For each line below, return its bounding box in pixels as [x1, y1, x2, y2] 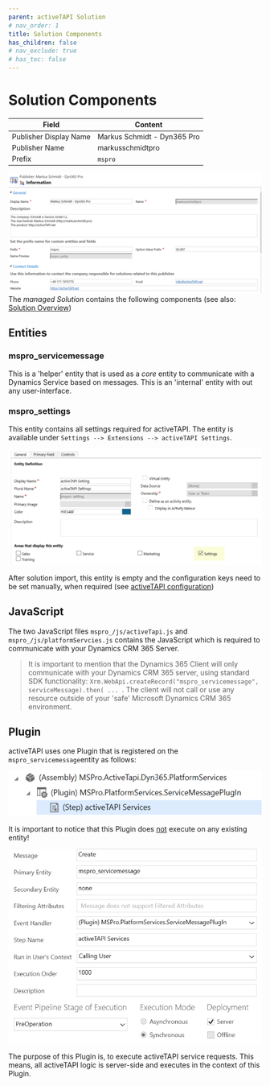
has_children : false [8, 39, 78, 47]
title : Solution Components [8, 30, 103, 38]
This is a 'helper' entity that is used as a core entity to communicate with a [8, 369, 255, 378]
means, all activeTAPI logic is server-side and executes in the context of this [8, 1059, 260, 1070]
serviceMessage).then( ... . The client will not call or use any [27, 684, 235, 694]
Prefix [11, 154, 32, 164]
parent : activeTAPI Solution [8, 13, 106, 21]
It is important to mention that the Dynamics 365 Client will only [27, 659, 239, 668]
